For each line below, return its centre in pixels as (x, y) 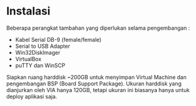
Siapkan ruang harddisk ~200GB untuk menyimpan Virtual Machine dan (96, 77)
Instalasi (28, 11)
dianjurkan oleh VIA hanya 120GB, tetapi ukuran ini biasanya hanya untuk (98, 90)
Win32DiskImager (38, 52)
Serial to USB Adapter (42, 46)
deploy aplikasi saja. (32, 96)
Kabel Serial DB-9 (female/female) (58, 39)
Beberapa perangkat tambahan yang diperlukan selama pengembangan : (98, 28)
